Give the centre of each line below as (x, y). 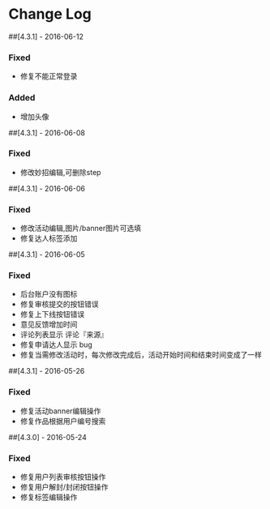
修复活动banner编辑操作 (60, 411)
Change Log (50, 14)
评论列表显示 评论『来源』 (64, 335)
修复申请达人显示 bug (56, 344)
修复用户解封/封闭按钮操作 (64, 487)
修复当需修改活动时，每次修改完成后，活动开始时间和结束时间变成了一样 (141, 355)
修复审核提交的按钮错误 (59, 304)
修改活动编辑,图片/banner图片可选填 (81, 229)
